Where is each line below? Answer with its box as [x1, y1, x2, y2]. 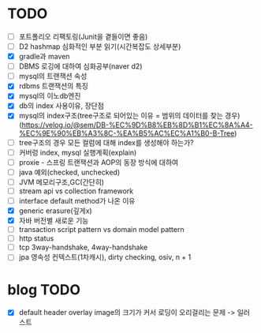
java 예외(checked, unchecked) [18, 167, 121, 177]
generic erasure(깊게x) [18, 206, 92, 215]
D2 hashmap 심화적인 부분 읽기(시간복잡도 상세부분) [18, 42, 181, 51]
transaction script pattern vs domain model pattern [18, 225, 185, 234]
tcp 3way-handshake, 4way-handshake [18, 242, 148, 253]
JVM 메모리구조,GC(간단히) [18, 177, 104, 186]
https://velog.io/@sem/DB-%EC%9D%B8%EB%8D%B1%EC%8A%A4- [21, 120, 253, 129]
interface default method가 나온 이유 [18, 196, 136, 205]
